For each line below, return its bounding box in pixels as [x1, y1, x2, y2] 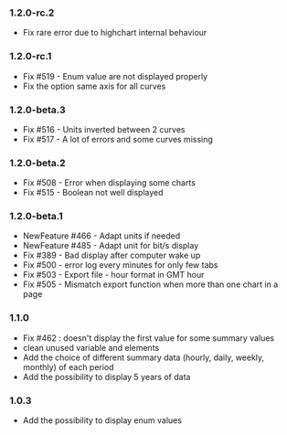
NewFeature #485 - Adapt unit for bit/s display [22, 240, 199, 251]
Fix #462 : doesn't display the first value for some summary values [22, 332, 275, 344]
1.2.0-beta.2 [9, 156, 66, 169]
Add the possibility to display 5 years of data [22, 371, 191, 382]
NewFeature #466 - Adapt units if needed [22, 230, 181, 241]
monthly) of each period [22, 361, 114, 372]
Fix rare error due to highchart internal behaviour [22, 27, 207, 38]
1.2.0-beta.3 [9, 103, 66, 116]
